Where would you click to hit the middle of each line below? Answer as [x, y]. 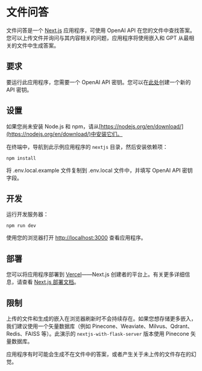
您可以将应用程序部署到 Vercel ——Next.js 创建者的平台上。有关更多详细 [96, 274]
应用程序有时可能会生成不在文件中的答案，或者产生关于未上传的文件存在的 [99, 354]
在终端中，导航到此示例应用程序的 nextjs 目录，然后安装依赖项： [87, 146]
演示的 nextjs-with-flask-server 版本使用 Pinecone [124, 334]
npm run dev [21, 226]
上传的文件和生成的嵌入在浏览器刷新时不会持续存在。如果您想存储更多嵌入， [101, 319]
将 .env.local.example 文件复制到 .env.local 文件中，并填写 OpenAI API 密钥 [99, 170]
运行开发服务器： [27, 214]
